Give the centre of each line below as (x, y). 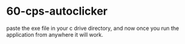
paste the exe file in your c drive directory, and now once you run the (93, 28)
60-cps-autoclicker (57, 11)
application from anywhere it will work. (55, 34)
